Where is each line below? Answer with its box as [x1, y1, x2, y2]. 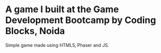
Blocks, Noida [5, 25, 65, 37]
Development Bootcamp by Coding [5, 14, 156, 26]
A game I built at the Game [5, 4, 119, 15]
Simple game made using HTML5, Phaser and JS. [5, 42, 110, 48]
